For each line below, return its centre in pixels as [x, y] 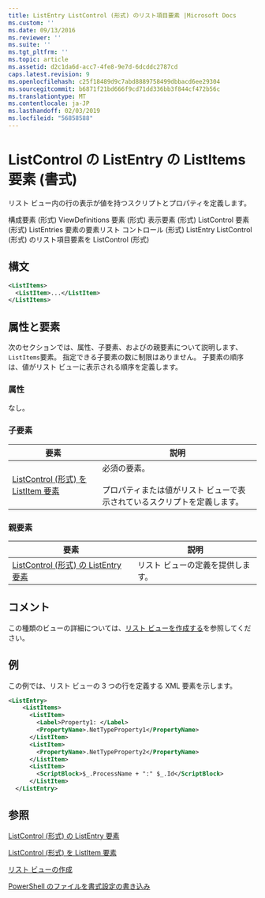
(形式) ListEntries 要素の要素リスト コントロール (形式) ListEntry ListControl [130, 229]
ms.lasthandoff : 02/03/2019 [54, 111]
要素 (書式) [43, 180]
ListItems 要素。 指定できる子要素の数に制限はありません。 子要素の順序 [126, 357]
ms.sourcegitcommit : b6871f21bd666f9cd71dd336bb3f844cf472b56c [114, 89]
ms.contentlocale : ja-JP [49, 103]
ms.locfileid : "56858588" [50, 118]
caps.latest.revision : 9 [49, 74]
